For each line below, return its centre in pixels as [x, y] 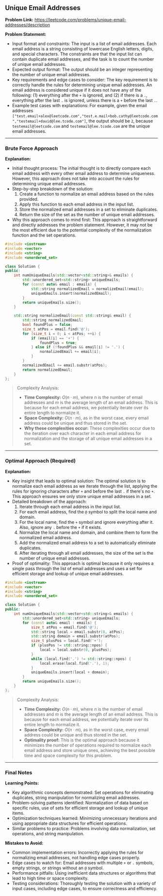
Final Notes [19, 772]
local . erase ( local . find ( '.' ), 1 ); [74, 663]
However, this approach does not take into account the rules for [76, 178]
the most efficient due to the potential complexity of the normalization [82, 230]
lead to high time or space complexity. [50, 878]
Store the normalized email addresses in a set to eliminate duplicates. [89, 209]
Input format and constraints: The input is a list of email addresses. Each [84, 44]
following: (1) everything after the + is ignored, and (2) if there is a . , [80, 95]
